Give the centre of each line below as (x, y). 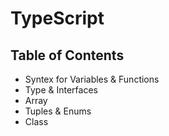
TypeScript (57, 18)
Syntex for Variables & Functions (92, 79)
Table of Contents (67, 55)
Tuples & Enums (58, 111)
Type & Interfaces (61, 90)
